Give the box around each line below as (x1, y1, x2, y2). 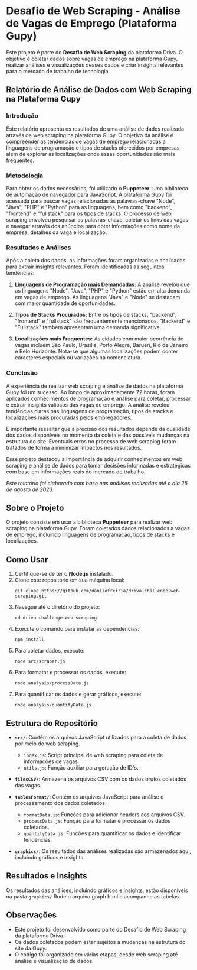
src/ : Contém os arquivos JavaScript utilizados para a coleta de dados (14, 734, 187, 741)
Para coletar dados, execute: (14, 647, 85, 654)
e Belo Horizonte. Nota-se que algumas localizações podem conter (14, 348, 178, 355)
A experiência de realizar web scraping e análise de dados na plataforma (6, 382, 183, 390)
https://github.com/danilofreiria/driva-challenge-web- (41, 588, 182, 594)
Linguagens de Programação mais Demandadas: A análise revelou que (14, 281, 191, 288)
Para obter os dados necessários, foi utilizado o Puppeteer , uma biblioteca (6, 184, 189, 192)
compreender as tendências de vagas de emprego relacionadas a (6, 138, 166, 145)
